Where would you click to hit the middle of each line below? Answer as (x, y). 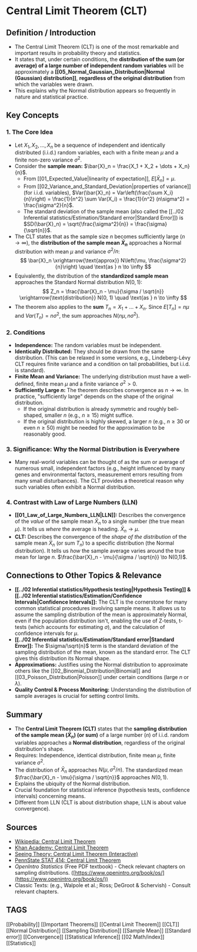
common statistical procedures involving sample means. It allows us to (100, 608)
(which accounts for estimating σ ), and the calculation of (96, 627)
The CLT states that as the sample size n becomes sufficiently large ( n (100, 236)
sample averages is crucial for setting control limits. (77, 696)
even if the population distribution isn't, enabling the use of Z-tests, (96, 621)
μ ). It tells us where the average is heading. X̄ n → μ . (77, 530)
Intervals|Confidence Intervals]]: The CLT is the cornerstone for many (101, 602)
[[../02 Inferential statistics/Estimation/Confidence (78, 596)
